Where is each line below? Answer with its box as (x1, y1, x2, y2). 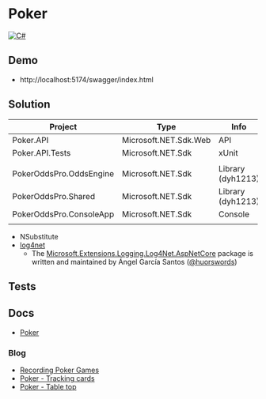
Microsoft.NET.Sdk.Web (121, 134, 211, 145)
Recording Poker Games (19, 365, 100, 375)
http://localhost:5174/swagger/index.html (19, 74, 154, 84)
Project (49, 121, 78, 132)
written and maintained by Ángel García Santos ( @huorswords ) (31, 257, 237, 266)
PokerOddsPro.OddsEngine (12, 168, 115, 179)
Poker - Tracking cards (19, 374, 95, 383)
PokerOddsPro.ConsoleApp (12, 209, 115, 220)
